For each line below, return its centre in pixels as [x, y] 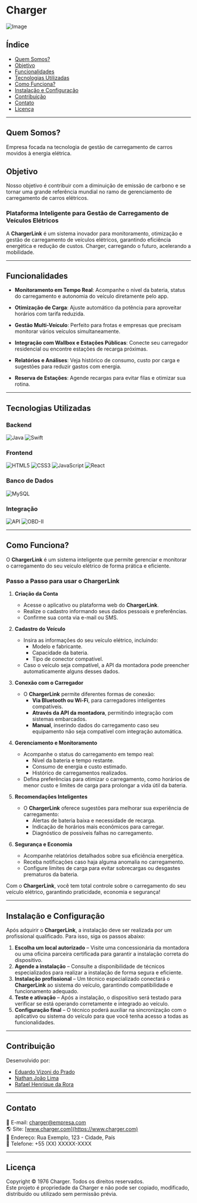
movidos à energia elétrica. [39, 153]
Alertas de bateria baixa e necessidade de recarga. [94, 821]
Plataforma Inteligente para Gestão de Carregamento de [87, 213]
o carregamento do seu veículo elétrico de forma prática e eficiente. [89, 566]
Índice [18, 45]
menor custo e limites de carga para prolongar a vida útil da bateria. [105, 786]
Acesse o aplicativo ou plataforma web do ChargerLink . [91, 605]
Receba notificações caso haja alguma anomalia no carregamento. [104, 862]
